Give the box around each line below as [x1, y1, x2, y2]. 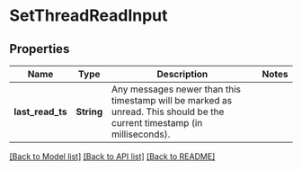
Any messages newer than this [111, 83, 241, 95]
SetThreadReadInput [9, 5, 168, 26]
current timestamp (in [111, 117, 203, 129]
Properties [9, 41, 70, 57]
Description [156, 68, 209, 80]
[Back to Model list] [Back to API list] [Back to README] [9, 151, 216, 162]
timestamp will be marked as [111, 94, 233, 106]
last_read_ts [13, 105, 67, 118]
